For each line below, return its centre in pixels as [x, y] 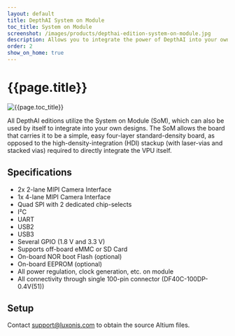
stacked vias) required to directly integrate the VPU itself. [90, 150]
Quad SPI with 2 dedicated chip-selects [74, 204]
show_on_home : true [36, 53]
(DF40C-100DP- [185, 278]
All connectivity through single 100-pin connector [88, 278]
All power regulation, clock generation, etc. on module [95, 271]
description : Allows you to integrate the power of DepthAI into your [112, 40]
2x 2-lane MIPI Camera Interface [64, 189]
